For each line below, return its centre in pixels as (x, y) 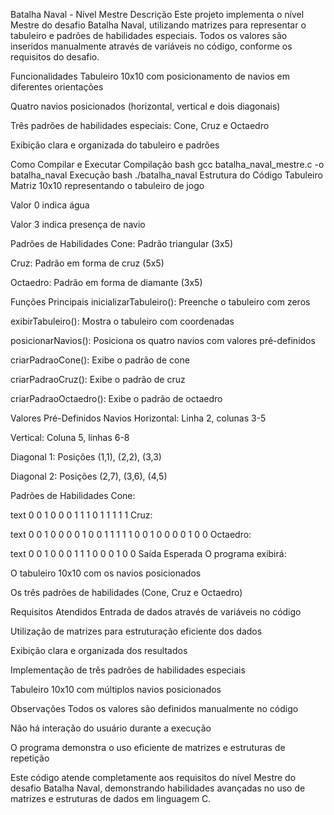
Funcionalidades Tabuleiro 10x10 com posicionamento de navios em (150, 76)
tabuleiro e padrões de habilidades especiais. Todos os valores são (149, 35)
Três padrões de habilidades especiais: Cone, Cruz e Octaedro (140, 125)
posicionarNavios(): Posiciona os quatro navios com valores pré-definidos (163, 340)
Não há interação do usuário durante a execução (111, 728)
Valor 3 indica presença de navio (78, 224)
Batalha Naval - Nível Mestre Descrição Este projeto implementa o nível (157, 14)
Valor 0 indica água (50, 205)
